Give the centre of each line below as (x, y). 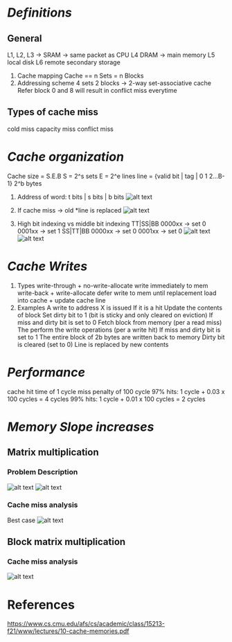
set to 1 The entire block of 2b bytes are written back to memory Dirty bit (121, 337)
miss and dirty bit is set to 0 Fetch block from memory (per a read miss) (119, 322)
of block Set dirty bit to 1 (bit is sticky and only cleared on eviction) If (115, 315)
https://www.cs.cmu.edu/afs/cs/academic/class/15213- (86, 624)
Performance (46, 372)
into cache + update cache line (61, 300)
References (41, 605)
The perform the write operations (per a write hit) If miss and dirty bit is (119, 330)
